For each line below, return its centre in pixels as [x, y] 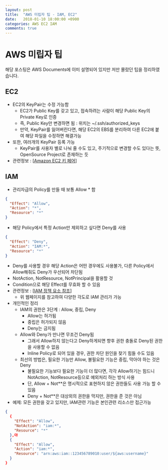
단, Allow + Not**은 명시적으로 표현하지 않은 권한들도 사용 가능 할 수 [94, 383]
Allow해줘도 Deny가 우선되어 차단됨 [47, 272]
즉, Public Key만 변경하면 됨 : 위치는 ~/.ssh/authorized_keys [80, 123]
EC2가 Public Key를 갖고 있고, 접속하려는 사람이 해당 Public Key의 [85, 110]
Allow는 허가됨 [42, 316]
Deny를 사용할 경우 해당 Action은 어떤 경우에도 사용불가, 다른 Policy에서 [83, 266]
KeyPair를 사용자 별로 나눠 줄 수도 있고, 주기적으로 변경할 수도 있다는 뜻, [90, 148]
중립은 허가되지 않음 [47, 322]
